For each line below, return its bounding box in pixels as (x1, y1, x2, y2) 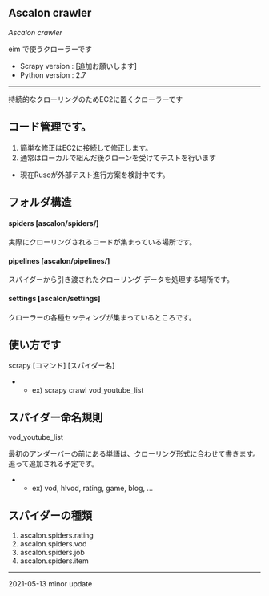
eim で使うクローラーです (8, 44, 92, 54)
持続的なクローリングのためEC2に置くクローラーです (8, 94, 183, 103)
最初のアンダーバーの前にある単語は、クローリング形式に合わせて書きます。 (8, 449, 260, 459)
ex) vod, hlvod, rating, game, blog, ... (31, 484, 154, 493)
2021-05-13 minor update (8, 579, 93, 589)
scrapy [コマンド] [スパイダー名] (8, 360, 115, 371)
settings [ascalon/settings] (8, 294, 101, 304)
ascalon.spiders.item (19, 556, 90, 566)
